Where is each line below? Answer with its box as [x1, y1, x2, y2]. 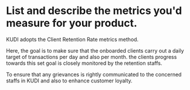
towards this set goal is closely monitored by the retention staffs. [6, 60, 162, 67]
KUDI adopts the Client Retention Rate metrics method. [6, 36, 139, 43]
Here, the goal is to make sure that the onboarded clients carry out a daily [6, 47, 184, 54]
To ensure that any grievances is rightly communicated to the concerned [6, 71, 182, 78]
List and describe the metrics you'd [6, 4, 182, 18]
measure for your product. [6, 16, 138, 30]
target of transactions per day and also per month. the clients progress [6, 53, 177, 60]
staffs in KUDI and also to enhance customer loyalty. [6, 77, 133, 84]
